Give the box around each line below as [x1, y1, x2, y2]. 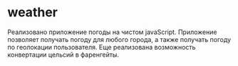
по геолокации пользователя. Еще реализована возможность [7, 43, 196, 51]
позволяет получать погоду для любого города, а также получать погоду [7, 35, 232, 43]
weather [7, 4, 58, 21]
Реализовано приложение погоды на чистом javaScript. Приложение [7, 28, 217, 36]
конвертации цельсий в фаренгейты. [7, 50, 120, 59]
